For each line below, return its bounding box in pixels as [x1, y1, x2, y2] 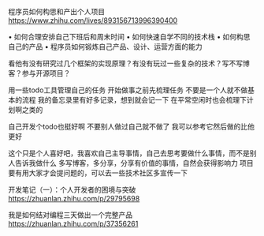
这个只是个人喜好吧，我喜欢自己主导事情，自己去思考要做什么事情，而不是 [8, 148, 250, 158]
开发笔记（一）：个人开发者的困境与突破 [8, 185, 136, 194]
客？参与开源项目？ [8, 69, 71, 77]
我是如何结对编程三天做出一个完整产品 [8, 210, 132, 219]
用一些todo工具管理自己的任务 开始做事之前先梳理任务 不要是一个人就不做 [8, 85, 248, 95]
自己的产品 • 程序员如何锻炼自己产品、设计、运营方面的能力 [8, 42, 203, 51]
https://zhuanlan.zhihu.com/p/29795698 [8, 194, 140, 203]
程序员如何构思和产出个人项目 [8, 7, 105, 16]
